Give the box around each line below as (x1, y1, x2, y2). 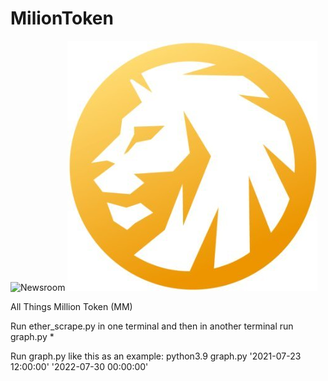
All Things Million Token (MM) (10, 300, 133, 312)
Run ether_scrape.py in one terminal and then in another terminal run (10, 320, 294, 332)
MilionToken (10, 7, 114, 30)
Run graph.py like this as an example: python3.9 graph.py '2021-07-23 (10, 350, 302, 362)
